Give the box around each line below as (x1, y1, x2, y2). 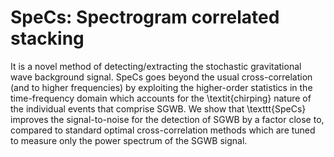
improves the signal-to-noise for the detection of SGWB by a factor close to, (10, 113, 325, 125)
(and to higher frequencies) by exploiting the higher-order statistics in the (10, 81, 313, 93)
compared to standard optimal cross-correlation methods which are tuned (10, 124, 316, 136)
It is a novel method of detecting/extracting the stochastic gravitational (10, 60, 302, 72)
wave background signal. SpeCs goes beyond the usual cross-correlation (10, 71, 313, 83)
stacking (10, 27, 85, 50)
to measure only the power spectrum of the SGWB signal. (10, 134, 248, 146)
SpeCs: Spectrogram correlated (10, 6, 280, 29)
